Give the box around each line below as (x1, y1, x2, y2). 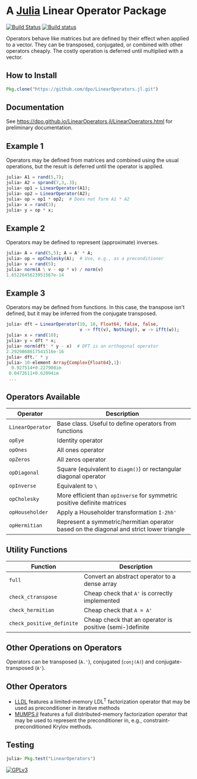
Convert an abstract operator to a (84, 572, 176, 580)
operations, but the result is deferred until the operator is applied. (6, 163, 164, 170)
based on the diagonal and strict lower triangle (56, 525, 185, 533)
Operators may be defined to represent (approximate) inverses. (6, 239, 159, 246)
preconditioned (14, 723, 52, 730)
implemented (84, 597, 120, 605)
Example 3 (6, 288, 46, 298)
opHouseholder (9, 509, 49, 516)
